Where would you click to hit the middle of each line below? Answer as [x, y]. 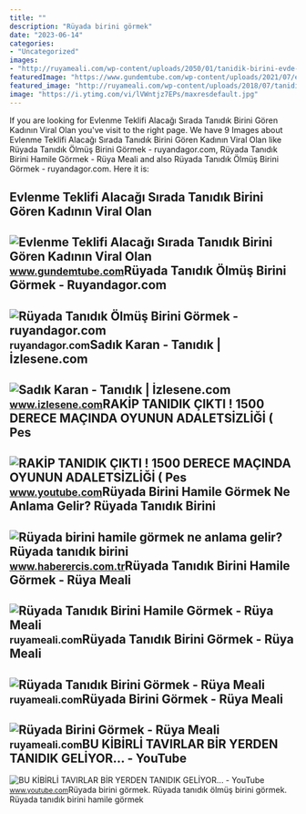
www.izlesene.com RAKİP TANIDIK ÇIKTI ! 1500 [137, 404]
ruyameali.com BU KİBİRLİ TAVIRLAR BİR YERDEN [144, 744]
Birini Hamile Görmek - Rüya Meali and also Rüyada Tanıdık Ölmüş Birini [144, 159]
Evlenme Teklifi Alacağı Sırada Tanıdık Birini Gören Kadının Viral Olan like [146, 139]
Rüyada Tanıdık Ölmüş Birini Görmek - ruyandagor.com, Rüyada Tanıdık [143, 149]
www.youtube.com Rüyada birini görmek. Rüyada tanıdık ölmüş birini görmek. [148, 790]
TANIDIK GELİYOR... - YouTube [98, 759]
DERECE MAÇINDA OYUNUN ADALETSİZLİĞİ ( [141, 419]
